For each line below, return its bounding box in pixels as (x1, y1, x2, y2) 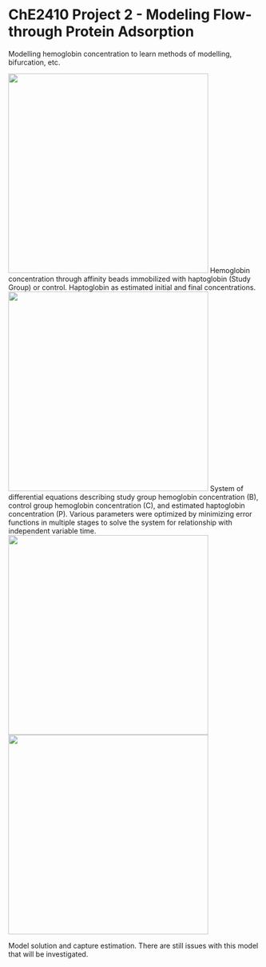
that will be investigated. (8, 949, 89, 959)
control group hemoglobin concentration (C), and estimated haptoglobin (8, 501, 245, 510)
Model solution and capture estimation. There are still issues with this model (8, 941, 259, 950)
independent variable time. (8, 525, 97, 536)
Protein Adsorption (65, 22, 194, 41)
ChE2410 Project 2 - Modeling (8, 6, 210, 24)
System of (209, 483, 244, 493)
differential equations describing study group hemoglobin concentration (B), (8, 492, 259, 501)
